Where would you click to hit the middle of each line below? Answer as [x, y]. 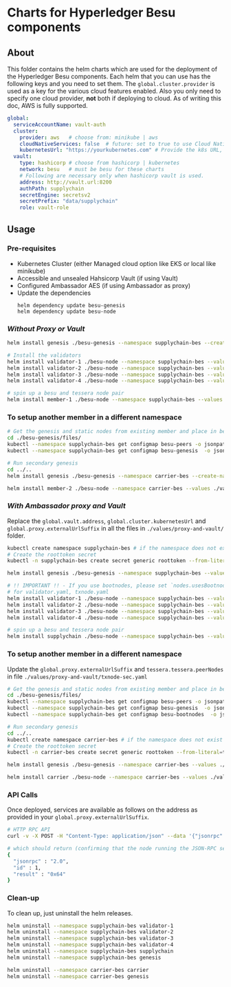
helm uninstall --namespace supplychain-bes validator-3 [90, 939]
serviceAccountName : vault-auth [60, 124]
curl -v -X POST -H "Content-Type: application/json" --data [97, 836]
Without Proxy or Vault [46, 329]
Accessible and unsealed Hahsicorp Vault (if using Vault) [98, 278]
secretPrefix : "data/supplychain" [69, 201]
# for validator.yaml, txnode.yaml [58, 592]
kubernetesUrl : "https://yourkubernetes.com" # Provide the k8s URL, [121, 150]
